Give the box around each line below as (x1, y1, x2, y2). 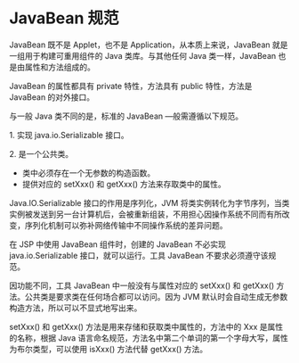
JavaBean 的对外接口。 (9, 91, 95, 103)
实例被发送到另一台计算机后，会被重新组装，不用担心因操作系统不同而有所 (9, 209, 282, 219)
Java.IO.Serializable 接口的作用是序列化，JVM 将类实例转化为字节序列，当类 (9, 197, 290, 208)
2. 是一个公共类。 (9, 148, 74, 159)
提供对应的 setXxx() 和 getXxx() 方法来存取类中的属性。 (21, 178, 227, 189)
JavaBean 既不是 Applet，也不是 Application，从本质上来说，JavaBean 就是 (9, 39, 288, 50)
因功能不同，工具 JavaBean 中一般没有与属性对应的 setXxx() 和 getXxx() (9, 280, 275, 291)
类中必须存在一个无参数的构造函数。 (21, 167, 156, 178)
